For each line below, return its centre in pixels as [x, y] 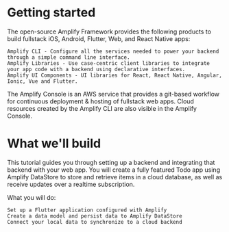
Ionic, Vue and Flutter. [43, 81]
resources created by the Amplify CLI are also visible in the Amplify [102, 108]
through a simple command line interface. [69, 57]
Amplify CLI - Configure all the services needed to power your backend [113, 51]
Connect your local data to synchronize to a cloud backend [95, 222]
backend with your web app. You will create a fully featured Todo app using [114, 170]
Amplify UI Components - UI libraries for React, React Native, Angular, [115, 75]
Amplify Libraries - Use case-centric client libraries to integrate [109, 63]
